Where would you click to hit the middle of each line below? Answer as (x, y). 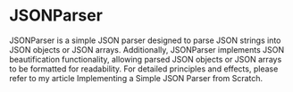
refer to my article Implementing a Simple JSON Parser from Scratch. (136, 78)
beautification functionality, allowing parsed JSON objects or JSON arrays (146, 59)
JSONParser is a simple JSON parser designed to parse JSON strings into (145, 40)
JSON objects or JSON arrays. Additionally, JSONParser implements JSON (147, 49)
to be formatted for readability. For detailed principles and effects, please (144, 69)
